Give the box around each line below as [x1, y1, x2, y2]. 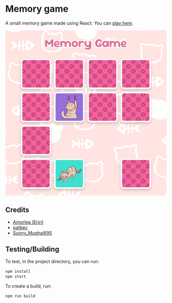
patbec [12, 225, 28, 231]
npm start [5, 274, 27, 279]
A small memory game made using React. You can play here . [5, 20, 134, 26]
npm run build [5, 294, 36, 299]
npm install [5, 269, 31, 274]
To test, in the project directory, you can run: [5, 258, 99, 265]
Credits [5, 205, 30, 214]
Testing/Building [5, 245, 60, 253]
